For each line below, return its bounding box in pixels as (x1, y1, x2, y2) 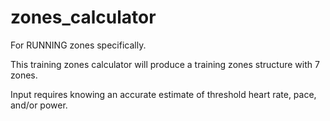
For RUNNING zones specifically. (10, 39, 147, 51)
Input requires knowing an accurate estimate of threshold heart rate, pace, (10, 88, 317, 100)
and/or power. (10, 99, 68, 111)
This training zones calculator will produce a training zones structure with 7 (10, 58, 320, 70)
